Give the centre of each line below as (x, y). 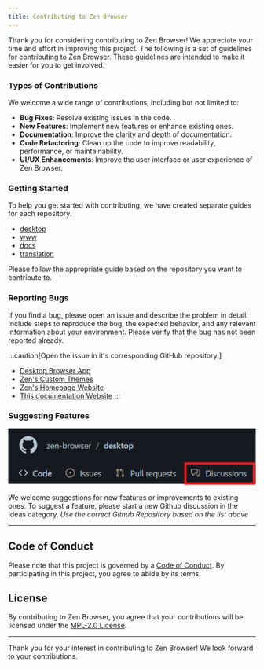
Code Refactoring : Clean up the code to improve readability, (117, 142)
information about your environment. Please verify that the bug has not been (132, 332)
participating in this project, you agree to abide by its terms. (105, 573)
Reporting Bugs (38, 298)
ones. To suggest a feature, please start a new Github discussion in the (123, 505)
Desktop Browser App (55, 370)
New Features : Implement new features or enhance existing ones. (126, 126)
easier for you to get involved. (57, 65)
